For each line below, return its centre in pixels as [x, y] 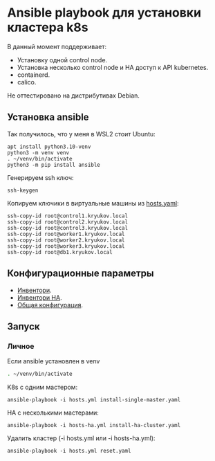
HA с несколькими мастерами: [53, 413]
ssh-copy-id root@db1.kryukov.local [60, 252]
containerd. [34, 75]
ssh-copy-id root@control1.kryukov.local [68, 216]
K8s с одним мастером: [43, 387]
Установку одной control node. [62, 60]
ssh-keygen [23, 190]
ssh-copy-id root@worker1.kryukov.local [66, 234]
